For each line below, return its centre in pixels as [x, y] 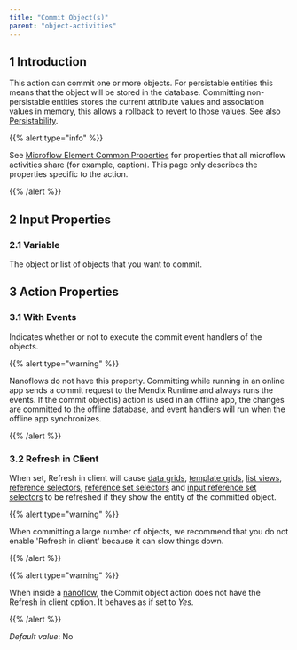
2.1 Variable [35, 245]
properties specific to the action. [69, 174]
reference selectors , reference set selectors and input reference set [133, 487]
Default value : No [41, 636]
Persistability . [34, 121]
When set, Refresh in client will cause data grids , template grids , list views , [145, 477]
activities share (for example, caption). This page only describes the [133, 165]
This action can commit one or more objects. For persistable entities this [141, 83]
